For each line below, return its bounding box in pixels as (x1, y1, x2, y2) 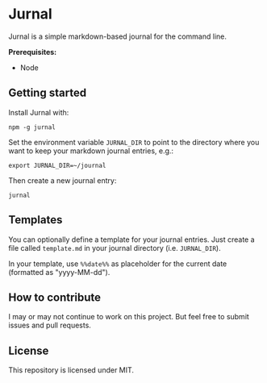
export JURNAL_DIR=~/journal (8, 161, 106, 169)
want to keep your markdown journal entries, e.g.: (8, 146, 174, 156)
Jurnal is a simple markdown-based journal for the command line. (8, 31, 227, 41)
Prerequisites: (8, 47, 57, 56)
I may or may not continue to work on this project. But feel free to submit (8, 312, 250, 322)
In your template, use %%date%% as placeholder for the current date (8, 259, 227, 269)
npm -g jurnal (8, 123, 56, 131)
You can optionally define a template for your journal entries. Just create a (8, 235, 256, 244)
